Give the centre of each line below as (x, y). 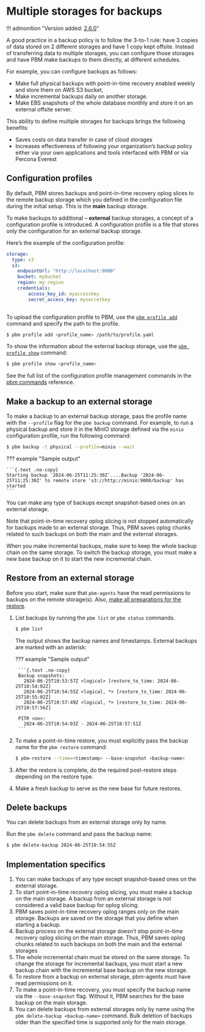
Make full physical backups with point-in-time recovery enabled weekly (105, 83)
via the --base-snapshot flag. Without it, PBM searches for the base (99, 996)
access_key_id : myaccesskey (64, 294)
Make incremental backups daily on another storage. (81, 96)
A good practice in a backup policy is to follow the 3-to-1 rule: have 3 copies (102, 40)
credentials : (34, 288)
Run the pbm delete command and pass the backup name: (79, 834)
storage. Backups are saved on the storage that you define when (96, 918)
